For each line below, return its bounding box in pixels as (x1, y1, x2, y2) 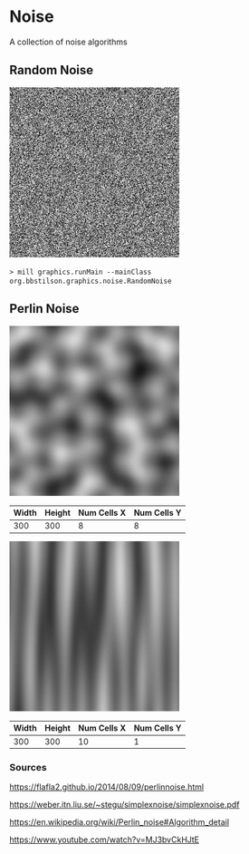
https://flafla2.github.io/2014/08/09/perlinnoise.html (9, 781, 205, 792)
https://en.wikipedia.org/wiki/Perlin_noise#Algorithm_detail (9, 817, 229, 828)
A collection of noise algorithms (9, 36, 129, 47)
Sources (9, 761, 47, 773)
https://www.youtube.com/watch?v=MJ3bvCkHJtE (9, 834, 200, 845)
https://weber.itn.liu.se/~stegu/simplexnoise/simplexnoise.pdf (9, 800, 240, 810)
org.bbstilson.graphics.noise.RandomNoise (9, 277, 172, 286)
